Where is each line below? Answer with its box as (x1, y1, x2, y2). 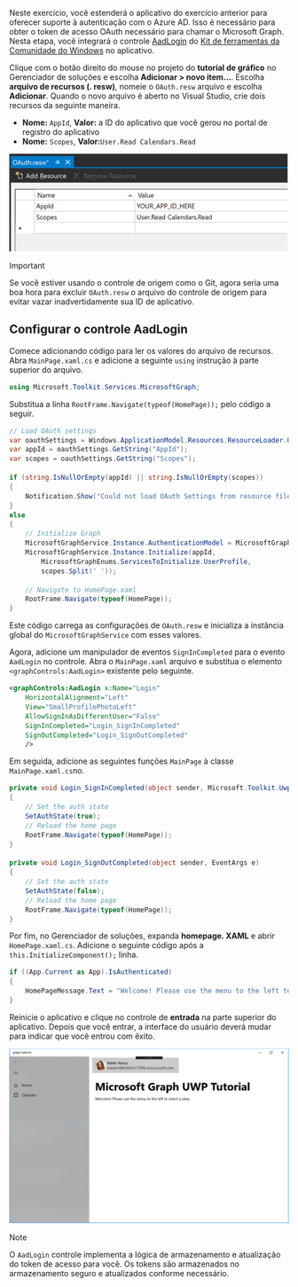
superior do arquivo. (9, 364, 83, 375)
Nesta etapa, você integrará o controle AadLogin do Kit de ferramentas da (9, 35, 280, 46)
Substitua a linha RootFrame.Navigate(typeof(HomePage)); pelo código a (9, 398, 271, 409)
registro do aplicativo (21, 127, 100, 137)
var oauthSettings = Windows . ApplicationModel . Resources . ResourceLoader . (9, 436, 288, 444)
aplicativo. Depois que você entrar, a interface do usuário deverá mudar (9, 1021, 272, 1032)
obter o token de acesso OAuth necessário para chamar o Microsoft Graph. (9, 27, 285, 36)
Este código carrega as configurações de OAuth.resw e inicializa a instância (9, 620, 284, 631)
